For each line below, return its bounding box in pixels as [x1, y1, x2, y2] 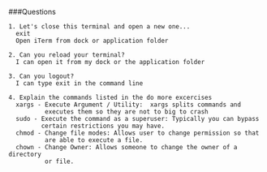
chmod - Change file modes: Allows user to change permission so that [15, 129, 260, 137]
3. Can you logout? [8, 72, 75, 80]
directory [8, 150, 42, 158]
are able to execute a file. [44, 136, 144, 144]
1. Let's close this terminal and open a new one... [8, 23, 191, 31]
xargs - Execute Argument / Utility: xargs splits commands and [15, 101, 242, 109]
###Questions [8, 7, 57, 16]
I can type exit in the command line [15, 80, 144, 88]
